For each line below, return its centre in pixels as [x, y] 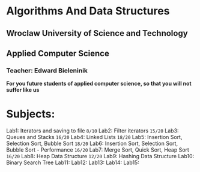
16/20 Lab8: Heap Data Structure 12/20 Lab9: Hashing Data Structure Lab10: [100, 156]
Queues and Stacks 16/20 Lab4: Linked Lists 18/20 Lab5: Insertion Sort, [94, 137]
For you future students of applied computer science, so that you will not [99, 84]
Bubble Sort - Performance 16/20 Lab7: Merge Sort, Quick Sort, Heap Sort [98, 150]
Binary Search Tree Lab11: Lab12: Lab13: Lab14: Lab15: [73, 162]
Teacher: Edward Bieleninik [47, 70]
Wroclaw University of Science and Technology [97, 33]
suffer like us [23, 90]
